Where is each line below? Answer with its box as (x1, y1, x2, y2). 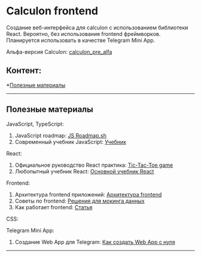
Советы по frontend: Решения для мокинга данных (14, 197, 145, 204)
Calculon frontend (6, 4, 99, 18)
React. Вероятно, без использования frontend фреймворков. (6, 30, 161, 37)
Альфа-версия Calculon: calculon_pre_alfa (6, 48, 112, 55)
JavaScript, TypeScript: (6, 120, 64, 127)
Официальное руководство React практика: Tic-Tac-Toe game (14, 161, 173, 169)
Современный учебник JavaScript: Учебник (14, 138, 127, 145)
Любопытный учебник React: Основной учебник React (14, 167, 154, 175)
